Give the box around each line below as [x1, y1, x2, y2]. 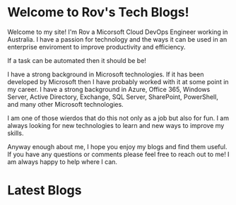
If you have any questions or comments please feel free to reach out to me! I [7, 150, 230, 158]
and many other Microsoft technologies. [7, 100, 124, 108]
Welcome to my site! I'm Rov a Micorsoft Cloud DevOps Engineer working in [7, 28, 228, 36]
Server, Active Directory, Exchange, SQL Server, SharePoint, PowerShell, [7, 93, 219, 101]
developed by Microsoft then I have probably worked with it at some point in [7, 77, 229, 86]
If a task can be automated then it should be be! [7, 56, 147, 64]
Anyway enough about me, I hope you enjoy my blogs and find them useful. [7, 142, 228, 151]
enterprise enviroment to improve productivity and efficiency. [7, 42, 186, 51]
